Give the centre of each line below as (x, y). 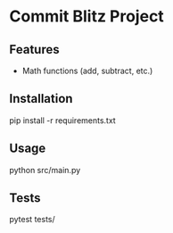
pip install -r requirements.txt (62, 120)
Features (34, 50)
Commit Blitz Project (87, 17)
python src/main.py (45, 170)
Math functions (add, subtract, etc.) (87, 71)
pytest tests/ (32, 220)
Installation (41, 99)
